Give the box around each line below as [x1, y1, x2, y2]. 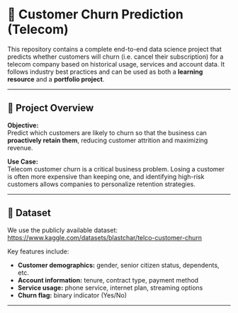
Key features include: [7, 247, 69, 256]
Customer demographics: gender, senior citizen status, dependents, [17, 261, 220, 269]
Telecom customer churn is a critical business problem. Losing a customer [7, 164, 225, 173]
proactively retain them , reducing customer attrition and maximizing [7, 136, 208, 144]
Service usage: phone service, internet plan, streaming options [17, 283, 203, 292]
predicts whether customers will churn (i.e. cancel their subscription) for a [7, 52, 224, 61]
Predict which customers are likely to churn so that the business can [7, 128, 208, 137]
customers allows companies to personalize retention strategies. [7, 180, 196, 188]
